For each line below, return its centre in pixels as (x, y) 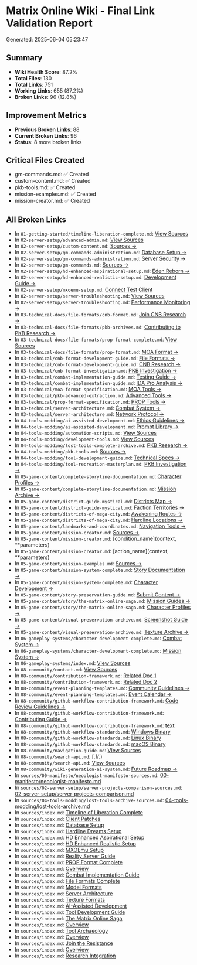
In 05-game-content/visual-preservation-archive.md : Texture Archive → (102, 632)
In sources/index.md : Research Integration (65, 956)
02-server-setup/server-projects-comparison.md (74, 794)
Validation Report (49, 23)
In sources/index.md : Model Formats (58, 887)
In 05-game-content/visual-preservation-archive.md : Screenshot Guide (101, 620)
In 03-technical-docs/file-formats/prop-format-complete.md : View (96, 340)
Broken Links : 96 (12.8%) (45, 97)
